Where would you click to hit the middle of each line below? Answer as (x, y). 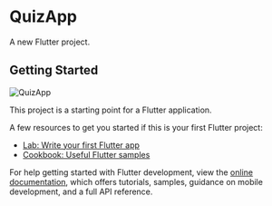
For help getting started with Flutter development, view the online (131, 172)
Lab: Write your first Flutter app (81, 145)
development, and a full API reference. (81, 191)
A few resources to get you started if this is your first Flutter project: (136, 127)
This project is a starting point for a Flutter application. (111, 110)
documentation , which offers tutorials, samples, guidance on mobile (136, 181)
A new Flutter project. (50, 42)
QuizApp (44, 17)
